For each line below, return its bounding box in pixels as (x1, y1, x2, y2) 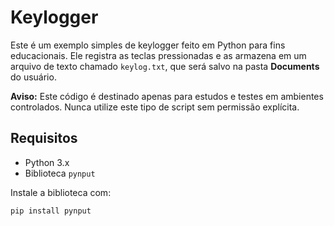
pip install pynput (10, 206, 92, 216)
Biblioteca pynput (24, 167, 96, 179)
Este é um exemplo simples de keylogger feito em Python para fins (10, 39, 286, 51)
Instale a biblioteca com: (10, 186, 112, 198)
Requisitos (10, 130, 78, 147)
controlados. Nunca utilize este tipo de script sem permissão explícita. (10, 101, 300, 113)
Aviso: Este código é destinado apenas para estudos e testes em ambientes (10, 90, 324, 102)
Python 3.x (24, 156, 70, 168)
